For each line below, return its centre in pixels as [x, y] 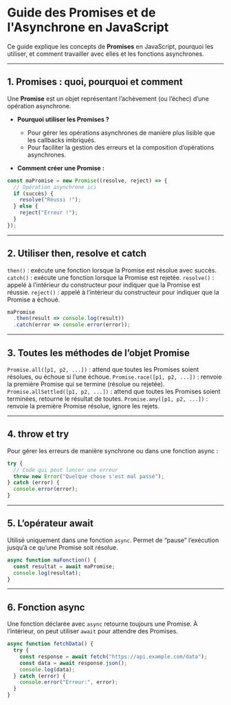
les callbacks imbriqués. [62, 140]
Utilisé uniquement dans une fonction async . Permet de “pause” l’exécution [113, 540]
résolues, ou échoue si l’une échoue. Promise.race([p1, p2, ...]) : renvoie [114, 377]
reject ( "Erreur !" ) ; [49, 213]
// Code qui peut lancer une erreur [66, 470]
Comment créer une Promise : [60, 168]
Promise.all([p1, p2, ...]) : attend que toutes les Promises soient [103, 369]
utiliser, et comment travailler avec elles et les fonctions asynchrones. [106, 54]
